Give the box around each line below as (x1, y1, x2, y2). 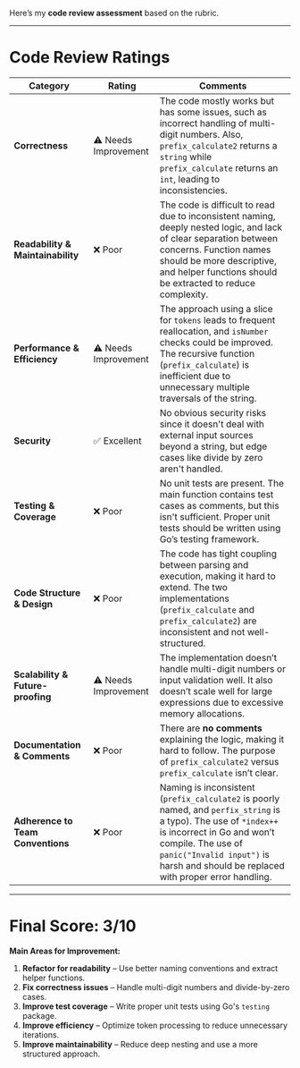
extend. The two (159, 581, 228, 593)
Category (28, 80, 70, 92)
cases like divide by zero (159, 451, 263, 463)
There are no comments (159, 722, 262, 734)
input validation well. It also (159, 674, 273, 686)
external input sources (159, 428, 254, 441)
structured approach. (21, 1048, 101, 1059)
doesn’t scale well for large (159, 684, 273, 697)
